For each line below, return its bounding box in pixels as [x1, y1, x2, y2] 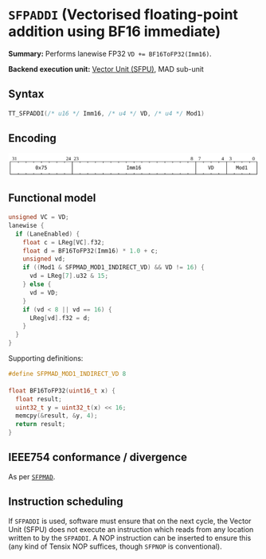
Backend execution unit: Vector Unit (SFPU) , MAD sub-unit [8, 64, 205, 73]
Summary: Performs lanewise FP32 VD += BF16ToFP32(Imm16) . [8, 49, 213, 58]
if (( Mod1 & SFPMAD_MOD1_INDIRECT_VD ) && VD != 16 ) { [22, 264, 205, 272]
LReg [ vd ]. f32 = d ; [29, 314, 91, 322]
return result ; [15, 420, 66, 428]
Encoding [8, 131, 57, 145]
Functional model [8, 191, 96, 205]
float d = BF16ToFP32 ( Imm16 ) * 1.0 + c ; [22, 247, 158, 255]
